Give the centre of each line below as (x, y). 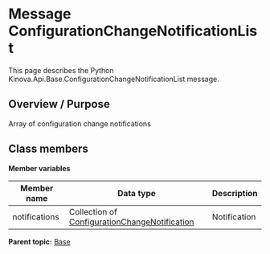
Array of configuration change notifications (80, 123)
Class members (48, 149)
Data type (137, 193)
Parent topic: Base (39, 241)
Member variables (39, 168)
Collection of (93, 211)
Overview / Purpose (59, 104)
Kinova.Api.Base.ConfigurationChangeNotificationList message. (114, 79)
